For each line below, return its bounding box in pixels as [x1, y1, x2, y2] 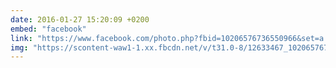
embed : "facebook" [10, 24, 87, 34]
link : [10, 33, 33, 43]
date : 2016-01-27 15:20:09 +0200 [10, 14, 150, 25]
